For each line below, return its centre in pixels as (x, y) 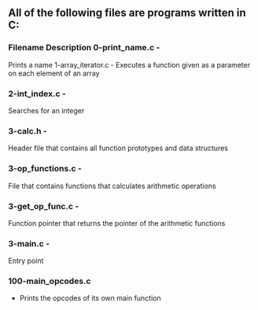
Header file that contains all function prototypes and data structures (118, 148)
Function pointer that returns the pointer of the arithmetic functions (117, 223)
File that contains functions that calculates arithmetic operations (112, 186)
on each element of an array (54, 73)
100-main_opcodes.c (50, 281)
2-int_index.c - (37, 94)
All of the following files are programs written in (127, 13)
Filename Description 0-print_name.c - (84, 48)
